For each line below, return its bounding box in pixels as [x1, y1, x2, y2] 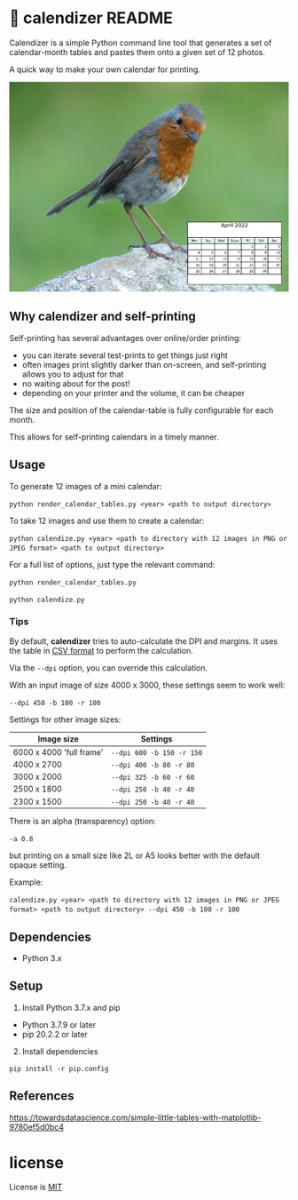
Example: [9, 877, 43, 887]
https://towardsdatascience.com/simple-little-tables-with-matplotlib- [9, 1112, 262, 1123]
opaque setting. [9, 860, 67, 870]
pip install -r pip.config [9, 1064, 109, 1073]
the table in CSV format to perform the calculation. [9, 645, 193, 656]
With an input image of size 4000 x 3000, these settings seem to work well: [9, 679, 286, 690]
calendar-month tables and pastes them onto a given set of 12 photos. [9, 46, 266, 57]
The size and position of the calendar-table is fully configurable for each [9, 404, 274, 416]
